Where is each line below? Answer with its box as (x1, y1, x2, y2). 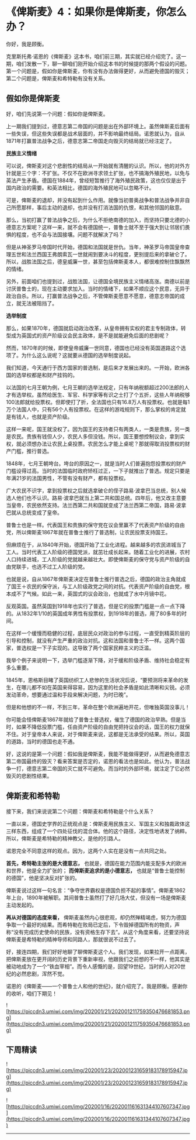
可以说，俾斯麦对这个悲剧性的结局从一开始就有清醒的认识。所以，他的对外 (6, 162, 185, 169)
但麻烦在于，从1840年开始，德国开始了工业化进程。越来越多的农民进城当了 (6, 541, 187, 548)
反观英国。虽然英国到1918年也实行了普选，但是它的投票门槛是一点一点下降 (6, 602, 185, 609)
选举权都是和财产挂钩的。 (16, 371, 78, 378)
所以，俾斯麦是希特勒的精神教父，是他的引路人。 (6, 835, 124, 842)
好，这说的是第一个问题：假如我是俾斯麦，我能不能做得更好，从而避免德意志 (6, 750, 190, 757)
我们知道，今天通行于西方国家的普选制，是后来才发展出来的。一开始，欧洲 (6, 364, 185, 371)
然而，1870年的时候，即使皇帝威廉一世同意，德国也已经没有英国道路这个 (6, 344, 181, 351)
